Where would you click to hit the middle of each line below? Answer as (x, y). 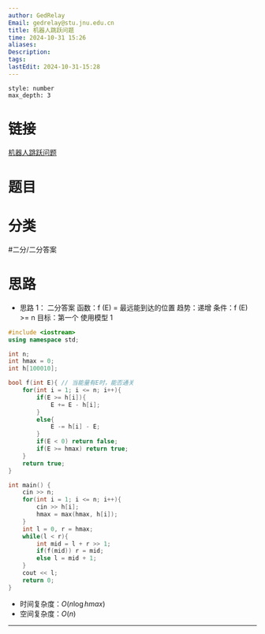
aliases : (22, 45)
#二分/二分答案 (32, 249)
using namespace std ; (44, 340)
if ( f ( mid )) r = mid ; (70, 551)
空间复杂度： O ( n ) (48, 613)
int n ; (19, 354)
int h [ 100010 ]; (33, 369)
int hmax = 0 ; (32, 361)
